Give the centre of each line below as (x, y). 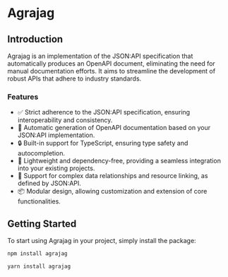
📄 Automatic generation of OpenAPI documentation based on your (114, 128)
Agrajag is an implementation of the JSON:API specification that (100, 56)
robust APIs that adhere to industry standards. (74, 78)
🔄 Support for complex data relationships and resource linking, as (113, 176)
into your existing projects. (56, 168)
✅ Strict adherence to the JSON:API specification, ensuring (104, 112)
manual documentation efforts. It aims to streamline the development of (112, 71)
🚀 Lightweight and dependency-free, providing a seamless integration (119, 161)
